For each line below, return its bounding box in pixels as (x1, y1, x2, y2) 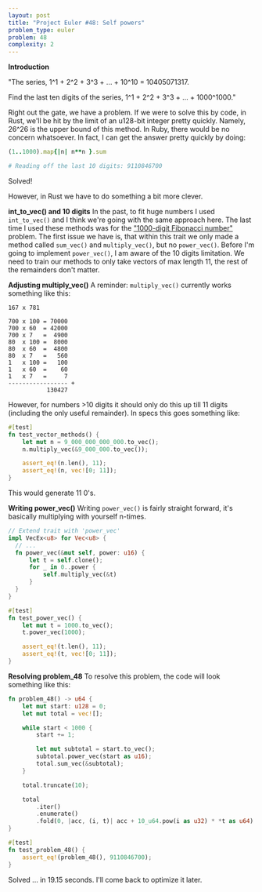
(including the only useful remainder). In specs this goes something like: (8, 408, 240, 417)
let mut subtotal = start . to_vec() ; (36, 745, 156, 753)
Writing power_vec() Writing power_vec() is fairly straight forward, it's (8, 504, 233, 512)
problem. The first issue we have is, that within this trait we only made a (8, 231, 239, 241)
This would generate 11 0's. (8, 488, 96, 497)
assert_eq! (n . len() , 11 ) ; (22, 460, 107, 468)
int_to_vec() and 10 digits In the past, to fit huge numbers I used (8, 206, 215, 216)
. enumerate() (36, 810, 79, 818)
